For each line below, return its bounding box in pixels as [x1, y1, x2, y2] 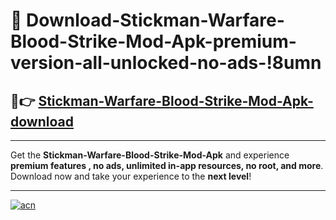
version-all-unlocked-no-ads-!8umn [10, 52, 322, 74]
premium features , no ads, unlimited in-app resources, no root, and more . [10, 160, 324, 171]
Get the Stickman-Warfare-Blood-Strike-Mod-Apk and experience [10, 149, 290, 161]
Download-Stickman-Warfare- [26, 9, 285, 32]
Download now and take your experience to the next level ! [10, 170, 252, 182]
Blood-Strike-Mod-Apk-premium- [10, 30, 297, 53]
